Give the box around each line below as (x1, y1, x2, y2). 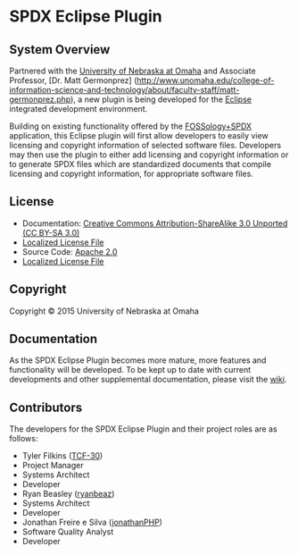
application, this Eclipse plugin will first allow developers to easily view (9, 130, 269, 140)
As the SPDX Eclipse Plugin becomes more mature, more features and (9, 355, 267, 366)
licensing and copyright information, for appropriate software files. (9, 168, 254, 179)
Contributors (9, 399, 83, 415)
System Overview (9, 42, 111, 57)
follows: (9, 433, 38, 444)
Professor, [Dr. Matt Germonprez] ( (9, 75, 137, 86)
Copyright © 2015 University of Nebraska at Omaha (9, 306, 199, 316)
